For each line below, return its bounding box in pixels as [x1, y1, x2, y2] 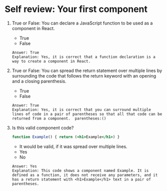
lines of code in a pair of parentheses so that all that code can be [11, 111, 162, 116]
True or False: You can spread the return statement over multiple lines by [11, 67, 162, 73]
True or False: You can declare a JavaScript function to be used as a [11, 20, 153, 26]
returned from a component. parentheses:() [11, 116, 106, 121]
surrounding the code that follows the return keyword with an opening [11, 72, 156, 78]
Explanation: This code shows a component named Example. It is [11, 168, 149, 173]
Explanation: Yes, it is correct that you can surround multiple [11, 107, 151, 112]
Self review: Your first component [4, 3, 148, 15]
